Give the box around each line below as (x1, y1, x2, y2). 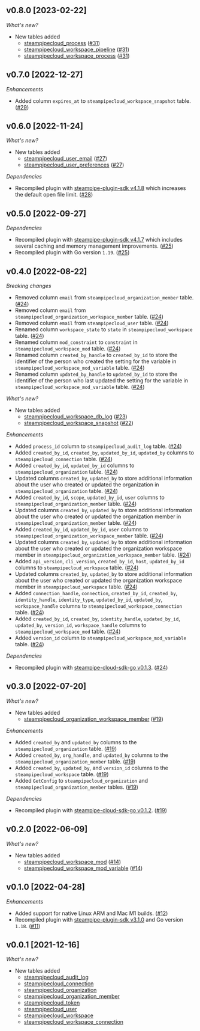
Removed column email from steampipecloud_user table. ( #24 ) (14, 319, 169, 327)
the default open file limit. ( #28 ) (14, 191, 93, 198)
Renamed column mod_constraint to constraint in (14, 338, 138, 346)
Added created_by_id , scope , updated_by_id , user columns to (14, 494, 165, 501)
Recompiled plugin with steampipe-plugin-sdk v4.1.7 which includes (14, 236, 183, 243)
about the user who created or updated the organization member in (14, 513, 181, 520)
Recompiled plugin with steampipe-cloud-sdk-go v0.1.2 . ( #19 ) (14, 806, 168, 814)
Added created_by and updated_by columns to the (14, 738, 137, 745)
